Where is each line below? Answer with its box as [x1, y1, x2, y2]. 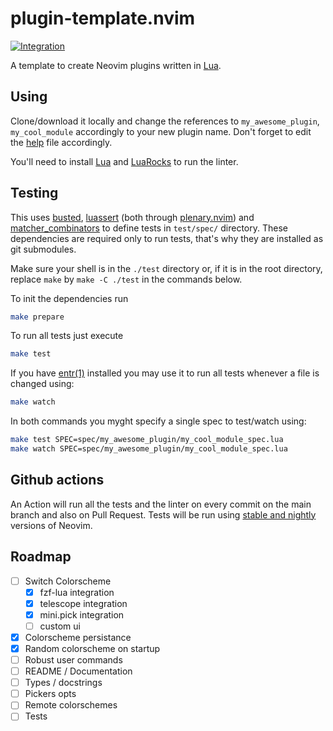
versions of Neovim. [10, 519, 93, 531]
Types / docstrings [24, 677, 103, 689]
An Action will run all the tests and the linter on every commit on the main [10, 498, 312, 510]
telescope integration [39, 597, 128, 609]
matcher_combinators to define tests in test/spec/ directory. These [10, 222, 288, 234]
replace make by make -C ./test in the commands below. [10, 273, 243, 285]
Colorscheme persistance [24, 631, 132, 643]
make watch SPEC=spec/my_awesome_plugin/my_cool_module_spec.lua [10, 444, 288, 454]
